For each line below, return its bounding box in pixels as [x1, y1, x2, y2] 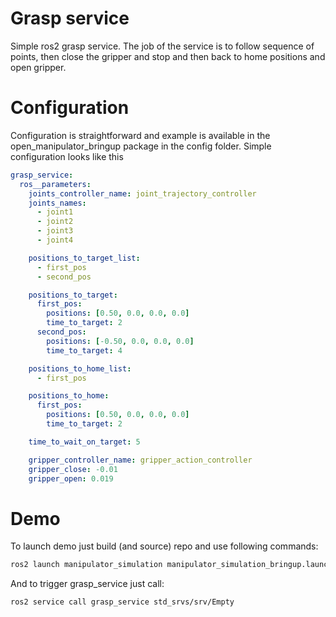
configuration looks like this [10, 150, 124, 162]
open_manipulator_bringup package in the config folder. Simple [10, 140, 272, 152]
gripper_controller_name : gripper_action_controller [28, 455, 253, 465]
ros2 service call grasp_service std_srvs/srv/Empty [10, 597, 235, 607]
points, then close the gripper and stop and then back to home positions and [10, 50, 326, 62]
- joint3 [36, 226, 74, 236]
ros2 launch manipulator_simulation [10, 560, 163, 570]
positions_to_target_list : [28, 253, 141, 263]
